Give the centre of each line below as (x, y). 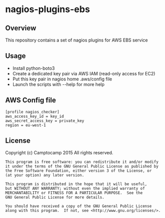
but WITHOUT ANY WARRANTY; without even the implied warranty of (75, 189)
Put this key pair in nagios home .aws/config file (62, 79)
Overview (21, 28)
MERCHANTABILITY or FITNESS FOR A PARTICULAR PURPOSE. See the (74, 193)
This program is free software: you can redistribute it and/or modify (82, 162)
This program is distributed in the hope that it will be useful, (76, 184)
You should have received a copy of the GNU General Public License (78, 206)
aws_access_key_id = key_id (35, 116)
